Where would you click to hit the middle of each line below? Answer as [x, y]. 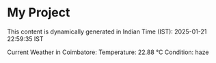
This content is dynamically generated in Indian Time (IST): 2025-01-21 [107, 32]
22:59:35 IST [25, 38]
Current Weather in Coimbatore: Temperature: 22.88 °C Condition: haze [108, 52]
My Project [39, 13]
